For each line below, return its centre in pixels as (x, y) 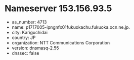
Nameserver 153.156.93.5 (58, 9)
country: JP (23, 38)
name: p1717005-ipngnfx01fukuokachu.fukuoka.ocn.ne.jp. (71, 27)
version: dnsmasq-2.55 (35, 48)
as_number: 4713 (29, 22)
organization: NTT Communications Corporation (61, 42)
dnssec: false (25, 53)
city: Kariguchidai (30, 32)
